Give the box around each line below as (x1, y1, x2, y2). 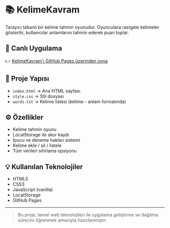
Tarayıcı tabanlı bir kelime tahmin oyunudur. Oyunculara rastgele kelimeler (5, 24, 159, 30)
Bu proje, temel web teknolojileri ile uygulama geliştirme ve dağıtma (17, 212, 158, 218)
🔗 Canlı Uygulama (5, 44, 62, 53)
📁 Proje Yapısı (5, 74, 50, 83)
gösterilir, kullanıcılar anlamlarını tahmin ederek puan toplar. (5, 29, 129, 35)
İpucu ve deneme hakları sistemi (12, 137, 80, 143)
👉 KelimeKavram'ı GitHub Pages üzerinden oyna (5, 58, 108, 64)
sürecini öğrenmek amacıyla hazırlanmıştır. (17, 217, 107, 223)
